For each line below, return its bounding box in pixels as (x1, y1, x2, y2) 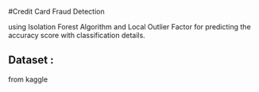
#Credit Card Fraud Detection (8, 7, 105, 16)
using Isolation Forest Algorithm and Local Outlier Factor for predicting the (8, 22, 252, 31)
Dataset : (8, 53, 54, 67)
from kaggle (8, 75, 48, 84)
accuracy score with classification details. (8, 31, 145, 40)
